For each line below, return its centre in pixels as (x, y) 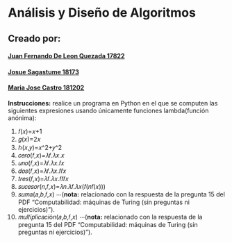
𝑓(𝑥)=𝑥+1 (30, 131)
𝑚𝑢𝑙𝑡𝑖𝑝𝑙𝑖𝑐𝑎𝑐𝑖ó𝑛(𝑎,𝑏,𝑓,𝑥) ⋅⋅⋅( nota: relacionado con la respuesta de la (110, 217)
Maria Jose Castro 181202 (46, 87)
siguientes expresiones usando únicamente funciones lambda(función (108, 110)
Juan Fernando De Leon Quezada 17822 (66, 56)
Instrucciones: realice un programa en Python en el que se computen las (113, 103)
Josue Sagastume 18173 (43, 72)
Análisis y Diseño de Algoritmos (102, 13)
